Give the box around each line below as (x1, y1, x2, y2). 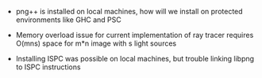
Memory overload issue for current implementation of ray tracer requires (15, 31, 254, 39)
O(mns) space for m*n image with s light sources (15, 39, 177, 48)
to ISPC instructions (15, 62, 81, 72)
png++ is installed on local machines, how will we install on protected (15, 7, 244, 16)
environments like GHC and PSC (15, 15, 121, 24)
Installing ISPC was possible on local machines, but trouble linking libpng (15, 54, 255, 63)
